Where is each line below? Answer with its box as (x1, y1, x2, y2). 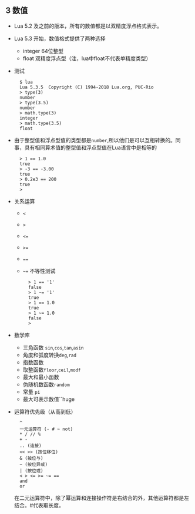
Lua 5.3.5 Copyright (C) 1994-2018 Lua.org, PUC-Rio (19, 84, 154, 90)
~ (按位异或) (19, 462, 48, 467)
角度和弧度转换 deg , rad (22, 351, 77, 358)
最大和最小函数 (22, 373, 59, 380)
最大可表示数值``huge (22, 396, 75, 403)
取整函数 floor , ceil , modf (22, 366, 81, 373)
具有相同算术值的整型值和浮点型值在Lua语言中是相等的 (24, 144, 157, 151)
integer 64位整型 (22, 47, 64, 54)
